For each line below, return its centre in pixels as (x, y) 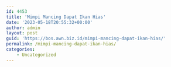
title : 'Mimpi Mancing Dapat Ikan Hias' (56, 17)
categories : (20, 50)
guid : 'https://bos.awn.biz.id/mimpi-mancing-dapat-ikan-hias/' (86, 38)
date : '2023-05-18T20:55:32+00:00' (49, 22)
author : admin (23, 28)
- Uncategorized (37, 55)
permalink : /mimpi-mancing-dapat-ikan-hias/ (61, 44)
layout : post (22, 33)
